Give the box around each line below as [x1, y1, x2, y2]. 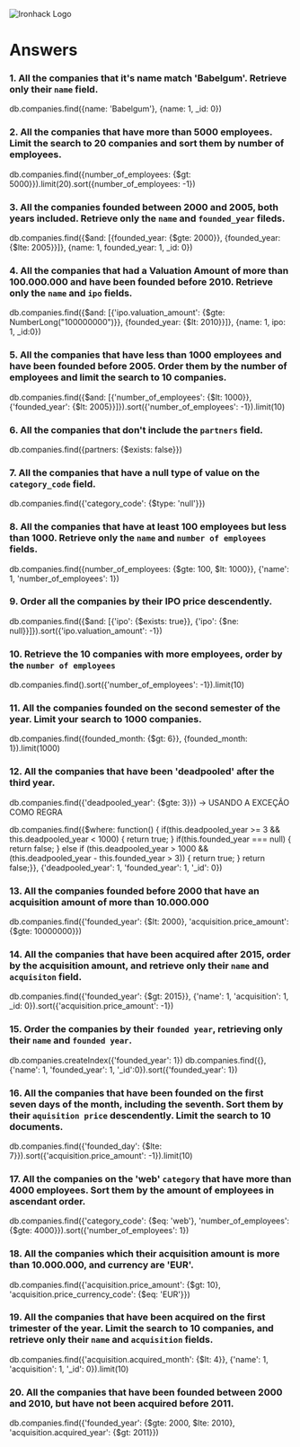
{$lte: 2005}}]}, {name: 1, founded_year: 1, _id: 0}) [9, 243, 193, 253]
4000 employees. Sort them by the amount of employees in [9, 1184, 275, 1196]
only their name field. [9, 84, 99, 96]
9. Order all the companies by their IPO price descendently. [9, 596, 272, 608]
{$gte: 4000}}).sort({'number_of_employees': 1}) [9, 1225, 190, 1236]
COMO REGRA [9, 807, 63, 817]
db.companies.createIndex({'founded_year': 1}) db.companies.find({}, [9, 1054, 267, 1065]
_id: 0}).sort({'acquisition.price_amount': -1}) [9, 1001, 174, 1011]
